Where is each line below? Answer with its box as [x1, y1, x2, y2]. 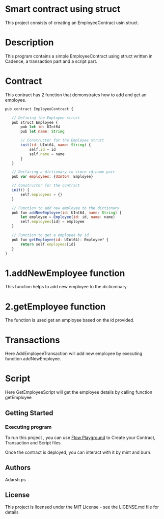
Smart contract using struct [5, 3, 120, 15]
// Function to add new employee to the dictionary [11, 205, 120, 211]
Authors [5, 464, 31, 472]
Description [5, 37, 54, 48]
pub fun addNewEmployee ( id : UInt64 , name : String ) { [11, 210, 122, 215]
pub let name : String [20, 129, 65, 134]
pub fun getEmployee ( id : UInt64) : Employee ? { [11, 237, 109, 242]
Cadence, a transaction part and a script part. [5, 58, 97, 64]
